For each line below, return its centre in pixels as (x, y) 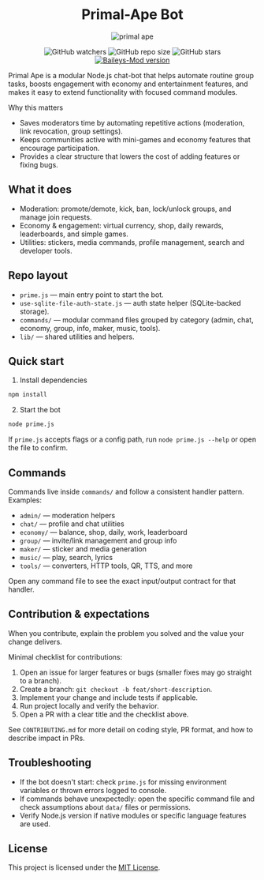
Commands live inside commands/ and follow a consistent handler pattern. (126, 491)
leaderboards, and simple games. (74, 234)
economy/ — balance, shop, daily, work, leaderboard (103, 532)
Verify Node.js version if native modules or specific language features (133, 815)
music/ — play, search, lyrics (66, 557)
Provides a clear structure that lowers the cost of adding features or (130, 156)
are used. (35, 824)
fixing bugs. (39, 164)
